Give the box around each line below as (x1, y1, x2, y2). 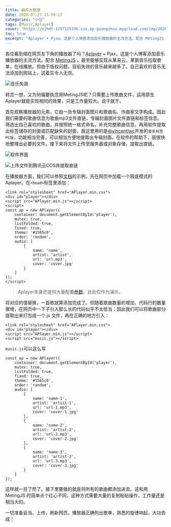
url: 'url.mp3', (32, 256, 67, 262)
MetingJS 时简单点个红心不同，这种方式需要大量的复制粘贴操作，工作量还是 (5, 492, 165, 498)
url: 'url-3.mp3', (32, 458, 72, 464)
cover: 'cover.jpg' (32, 261, 74, 266)
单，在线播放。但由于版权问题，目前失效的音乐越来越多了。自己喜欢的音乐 (5, 63, 161, 69)
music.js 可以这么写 (5, 345, 46, 351)
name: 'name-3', (32, 449, 67, 454)
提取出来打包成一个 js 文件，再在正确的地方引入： (5, 312, 109, 318)
